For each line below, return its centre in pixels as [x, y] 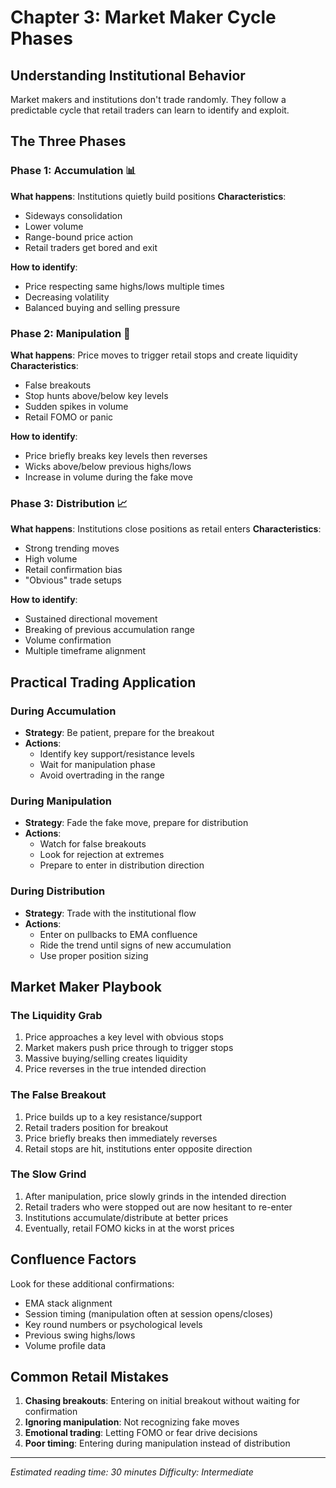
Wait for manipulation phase [97, 764]
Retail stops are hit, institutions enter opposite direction [138, 1148]
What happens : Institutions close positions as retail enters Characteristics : [166, 529]
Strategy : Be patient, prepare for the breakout [119, 732]
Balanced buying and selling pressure [102, 307]
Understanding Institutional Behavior [128, 75]
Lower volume [54, 226]
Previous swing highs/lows [80, 1335]
